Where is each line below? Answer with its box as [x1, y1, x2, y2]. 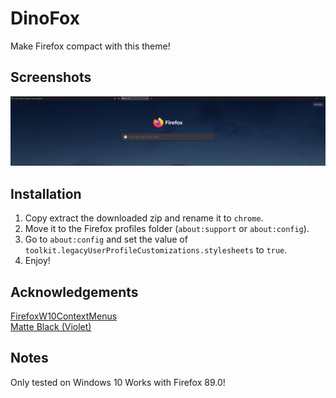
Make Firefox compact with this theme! [10, 40, 171, 52]
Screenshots [10, 69, 92, 86]
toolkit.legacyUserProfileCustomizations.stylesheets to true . [24, 244, 288, 256]
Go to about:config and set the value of [24, 233, 188, 246]
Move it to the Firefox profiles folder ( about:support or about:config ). [24, 223, 310, 235]
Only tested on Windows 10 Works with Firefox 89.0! [10, 376, 226, 388]
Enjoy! [24, 255, 51, 267]
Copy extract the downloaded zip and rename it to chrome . [24, 212, 264, 224]
